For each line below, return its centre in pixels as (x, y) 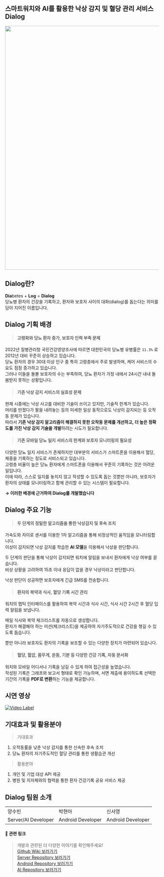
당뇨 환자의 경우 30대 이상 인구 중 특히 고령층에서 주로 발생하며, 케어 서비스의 (79, 362)
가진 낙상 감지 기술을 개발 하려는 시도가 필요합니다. (61, 428)
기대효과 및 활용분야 (33, 724)
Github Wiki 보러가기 (37, 851)
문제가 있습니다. (25, 416)
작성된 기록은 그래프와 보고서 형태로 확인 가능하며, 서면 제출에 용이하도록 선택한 (81, 673)
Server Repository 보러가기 (44, 857)
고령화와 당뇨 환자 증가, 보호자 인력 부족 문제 (59, 338)
